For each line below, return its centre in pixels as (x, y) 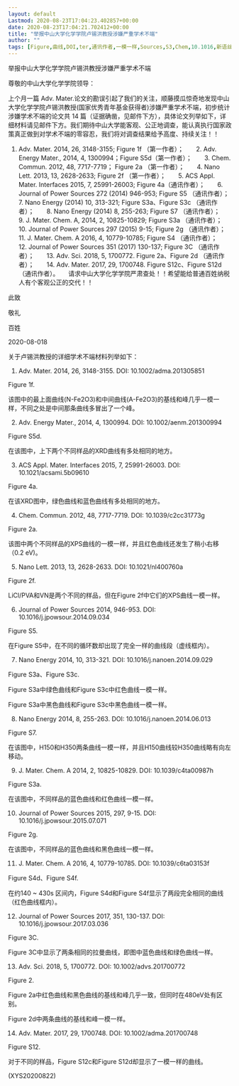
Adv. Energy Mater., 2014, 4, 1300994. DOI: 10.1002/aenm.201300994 (120, 422)
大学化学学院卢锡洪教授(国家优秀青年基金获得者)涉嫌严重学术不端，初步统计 (119, 107)
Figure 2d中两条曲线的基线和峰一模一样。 (69, 1019)
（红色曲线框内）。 (34, 902)
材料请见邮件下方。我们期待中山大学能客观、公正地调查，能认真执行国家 (119, 125)
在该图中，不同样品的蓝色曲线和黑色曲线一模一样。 (83, 849)
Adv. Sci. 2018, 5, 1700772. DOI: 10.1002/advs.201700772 (102, 967)
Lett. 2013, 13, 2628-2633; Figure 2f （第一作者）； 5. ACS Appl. (117, 176)
